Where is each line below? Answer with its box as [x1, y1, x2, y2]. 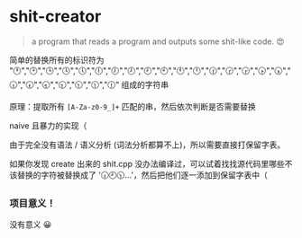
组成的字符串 [121, 79, 169, 90]
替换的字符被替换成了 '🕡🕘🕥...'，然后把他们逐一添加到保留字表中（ [16, 169, 268, 181]
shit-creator [9, 6, 102, 27]
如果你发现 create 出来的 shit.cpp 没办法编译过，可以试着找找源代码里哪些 [9, 158, 286, 169]
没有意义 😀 [9, 219, 52, 230]
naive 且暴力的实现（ [9, 119, 87, 131]
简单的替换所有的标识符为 [9, 54, 105, 65]
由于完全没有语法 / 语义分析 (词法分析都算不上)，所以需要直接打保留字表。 [9, 139, 286, 150]
